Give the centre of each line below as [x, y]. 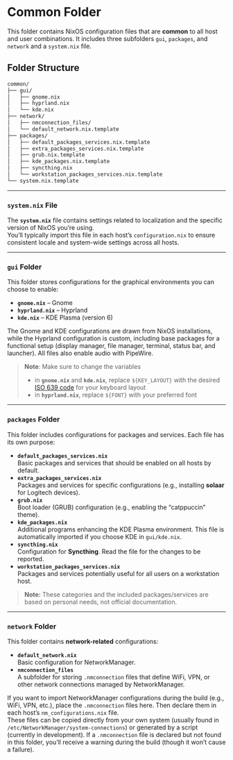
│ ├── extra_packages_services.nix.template [76, 149]
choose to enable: [33, 290]
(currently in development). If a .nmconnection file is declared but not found [114, 734]
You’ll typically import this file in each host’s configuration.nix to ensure [111, 235]
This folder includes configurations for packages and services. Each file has [116, 434]
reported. [31, 559]
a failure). [21, 749]
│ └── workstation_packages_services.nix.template [85, 174]
